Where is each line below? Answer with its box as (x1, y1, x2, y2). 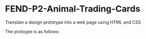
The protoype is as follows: (5, 28, 60, 34)
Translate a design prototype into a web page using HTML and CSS (5, 19, 141, 25)
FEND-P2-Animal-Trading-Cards (5, 3, 141, 14)
